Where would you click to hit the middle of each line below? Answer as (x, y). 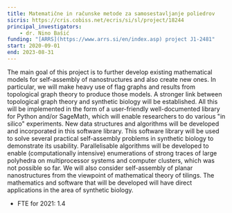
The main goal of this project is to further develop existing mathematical (110, 72)
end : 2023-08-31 (30, 53)
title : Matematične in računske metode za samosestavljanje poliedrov (111, 14)
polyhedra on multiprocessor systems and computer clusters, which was (111, 160)
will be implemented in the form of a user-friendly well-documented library (114, 109)
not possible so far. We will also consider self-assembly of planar (100, 168)
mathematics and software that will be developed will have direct (100, 182)
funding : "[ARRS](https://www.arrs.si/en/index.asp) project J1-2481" (111, 40)
